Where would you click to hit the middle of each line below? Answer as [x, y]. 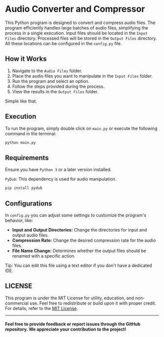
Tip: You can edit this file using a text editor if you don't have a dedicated [79, 265]
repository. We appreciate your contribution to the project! [66, 329]
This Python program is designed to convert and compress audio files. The [80, 23]
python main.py [20, 143]
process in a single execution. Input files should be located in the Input [76, 33]
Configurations [29, 203]
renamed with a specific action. [44, 256]
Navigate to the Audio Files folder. [47, 71]
